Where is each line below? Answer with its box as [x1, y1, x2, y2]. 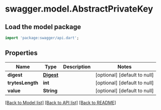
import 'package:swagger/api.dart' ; [5, 35, 79, 40]
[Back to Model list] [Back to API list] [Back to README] [5, 99, 116, 105]
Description [63, 63, 91, 70]
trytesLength [7, 79, 39, 86]
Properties [5, 49, 38, 57]
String [43, 87, 58, 94]
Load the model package [5, 23, 81, 31]
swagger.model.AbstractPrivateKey [5, 3, 154, 15]
